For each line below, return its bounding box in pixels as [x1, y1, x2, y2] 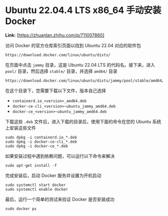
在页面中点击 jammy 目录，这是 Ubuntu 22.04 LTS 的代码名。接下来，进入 [5, 62, 155, 68]
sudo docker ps [5, 206, 37, 211]
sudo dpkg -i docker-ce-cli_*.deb [5, 139, 77, 144]
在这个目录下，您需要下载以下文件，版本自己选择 [5, 87, 106, 93]
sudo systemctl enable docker [5, 186, 68, 192]
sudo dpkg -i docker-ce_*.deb [5, 143, 68, 148]
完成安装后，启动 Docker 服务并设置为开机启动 [5, 172, 101, 178]
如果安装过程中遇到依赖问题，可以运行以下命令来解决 [5, 153, 115, 159]
